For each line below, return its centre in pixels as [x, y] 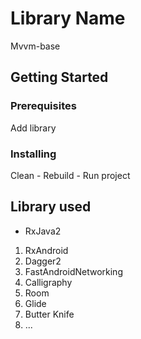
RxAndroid [46, 250]
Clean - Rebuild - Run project [70, 175]
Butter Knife [49, 314]
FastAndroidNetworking [73, 271]
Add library [33, 128]
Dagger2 [43, 261]
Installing [33, 154]
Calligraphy [48, 282]
